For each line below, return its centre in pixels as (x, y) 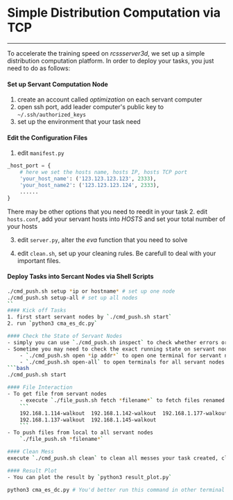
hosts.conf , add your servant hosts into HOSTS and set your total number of (116, 219)
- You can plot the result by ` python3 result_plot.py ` (89, 477)
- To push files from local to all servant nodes (80, 433)
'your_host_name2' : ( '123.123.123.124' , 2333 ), (89, 185)
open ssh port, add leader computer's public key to (90, 107)
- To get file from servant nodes (57, 394)
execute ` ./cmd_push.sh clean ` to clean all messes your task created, (113, 458)
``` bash (18, 369)
